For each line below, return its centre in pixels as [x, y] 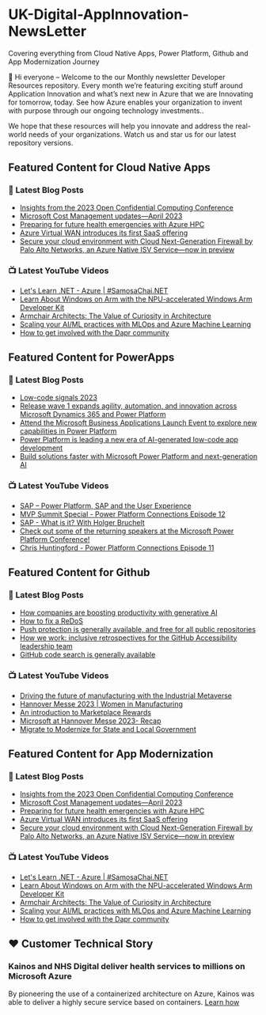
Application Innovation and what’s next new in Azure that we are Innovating [131, 93]
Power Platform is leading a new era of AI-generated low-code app [129, 439]
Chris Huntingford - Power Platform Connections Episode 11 [117, 547]
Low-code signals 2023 [58, 397]
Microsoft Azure [40, 976]
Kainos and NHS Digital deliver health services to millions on [127, 967]
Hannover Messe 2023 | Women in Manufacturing [101, 704]
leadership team [46, 646]
